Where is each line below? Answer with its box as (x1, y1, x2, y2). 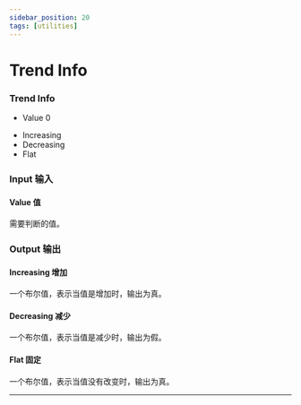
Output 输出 (9, 243, 61, 255)
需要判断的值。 (9, 219, 64, 229)
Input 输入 (9, 172, 54, 185)
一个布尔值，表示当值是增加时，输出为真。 (9, 289, 167, 299)
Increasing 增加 (9, 266, 68, 278)
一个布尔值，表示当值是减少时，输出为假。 (9, 332, 167, 343)
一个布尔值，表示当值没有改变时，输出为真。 (9, 375, 175, 386)
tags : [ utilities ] (9, 22, 78, 30)
